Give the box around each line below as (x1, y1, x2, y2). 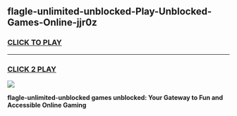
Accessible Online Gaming (7, 101, 87, 109)
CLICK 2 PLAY (7, 64, 56, 74)
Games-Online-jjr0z (7, 17, 97, 29)
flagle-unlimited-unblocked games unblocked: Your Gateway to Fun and (7, 93, 224, 101)
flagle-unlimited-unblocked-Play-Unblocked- (7, 6, 212, 18)
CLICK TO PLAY (7, 38, 62, 48)
